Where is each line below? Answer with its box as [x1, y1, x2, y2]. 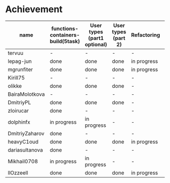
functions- [51, 25, 78, 32]
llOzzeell [8, 169, 28, 176]
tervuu [8, 49, 24, 56]
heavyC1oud [8, 138, 39, 145]
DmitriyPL [8, 99, 31, 106]
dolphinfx [8, 118, 30, 125]
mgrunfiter [8, 66, 33, 73]
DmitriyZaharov [8, 130, 45, 137]
